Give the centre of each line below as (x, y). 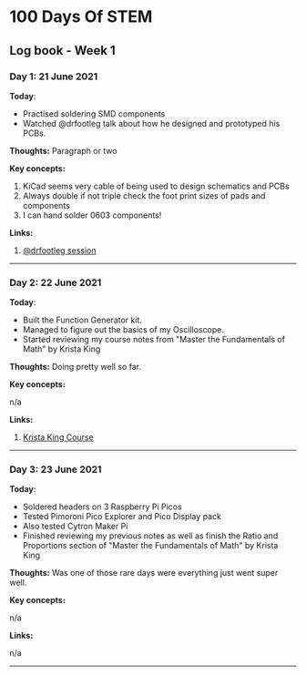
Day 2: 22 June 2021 (56, 282)
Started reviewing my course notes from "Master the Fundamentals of (153, 340)
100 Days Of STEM (81, 17)
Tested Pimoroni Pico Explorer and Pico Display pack (122, 517)
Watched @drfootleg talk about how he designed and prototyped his (151, 123)
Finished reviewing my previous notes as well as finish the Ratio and (150, 536)
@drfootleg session (59, 250)
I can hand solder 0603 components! (92, 215)
